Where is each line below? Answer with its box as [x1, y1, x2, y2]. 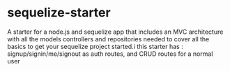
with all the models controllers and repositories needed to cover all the [7, 34, 210, 43]
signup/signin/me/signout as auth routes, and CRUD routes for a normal [7, 50, 213, 58]
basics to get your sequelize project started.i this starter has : [7, 42, 183, 50]
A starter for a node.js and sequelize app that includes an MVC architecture [7, 28, 224, 36]
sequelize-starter [7, 5, 111, 21]
